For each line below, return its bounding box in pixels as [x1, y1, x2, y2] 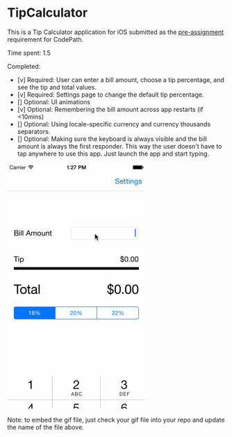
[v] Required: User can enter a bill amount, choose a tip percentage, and [17, 75, 224, 84]
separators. [17, 127, 51, 135]
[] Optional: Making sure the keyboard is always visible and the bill [17, 134, 207, 143]
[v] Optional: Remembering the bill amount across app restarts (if [17, 105, 204, 113]
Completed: [7, 62, 41, 70]
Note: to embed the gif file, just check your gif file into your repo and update [7, 415, 225, 424]
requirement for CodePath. [7, 35, 84, 43]
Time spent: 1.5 [7, 49, 51, 57]
